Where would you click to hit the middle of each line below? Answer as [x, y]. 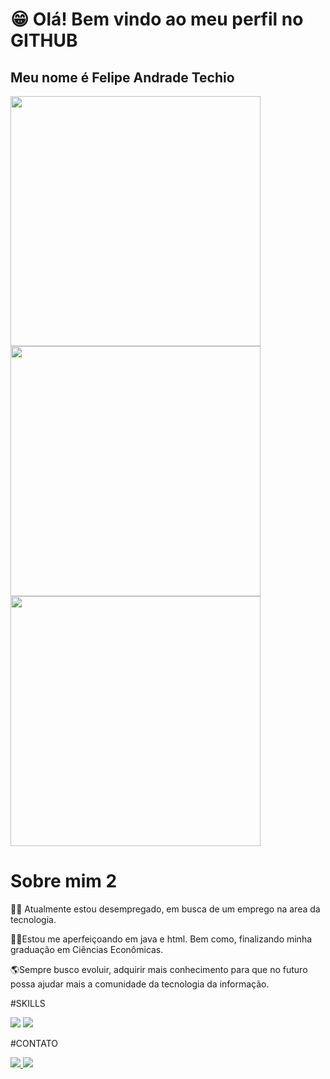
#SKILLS [28, 1003]
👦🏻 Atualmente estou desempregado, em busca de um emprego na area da [165, 909]
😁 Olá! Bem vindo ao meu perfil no [157, 19]
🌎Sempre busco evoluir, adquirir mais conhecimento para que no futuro [159, 969]
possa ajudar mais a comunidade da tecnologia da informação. [140, 984]
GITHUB [44, 40]
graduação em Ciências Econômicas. [87, 949]
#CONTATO [34, 1043]
